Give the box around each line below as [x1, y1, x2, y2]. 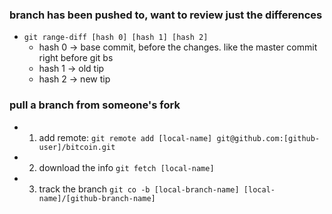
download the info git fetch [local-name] [38, 161, 215, 173]
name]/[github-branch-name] [38, 193, 156, 203]
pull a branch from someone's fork [9, 98, 181, 112]
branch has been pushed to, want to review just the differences [9, 8, 323, 22]
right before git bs [38, 52, 114, 64]
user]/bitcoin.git [38, 142, 116, 152]
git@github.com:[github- [216, 133, 321, 143]
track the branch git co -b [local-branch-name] [38, 183, 240, 195]
